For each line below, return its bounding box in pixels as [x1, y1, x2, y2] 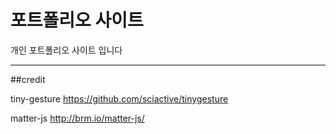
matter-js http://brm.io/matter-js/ [10, 112, 145, 124]
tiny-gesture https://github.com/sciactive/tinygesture [10, 92, 229, 105]
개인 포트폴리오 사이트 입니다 [10, 44, 123, 56]
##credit [10, 73, 46, 85]
